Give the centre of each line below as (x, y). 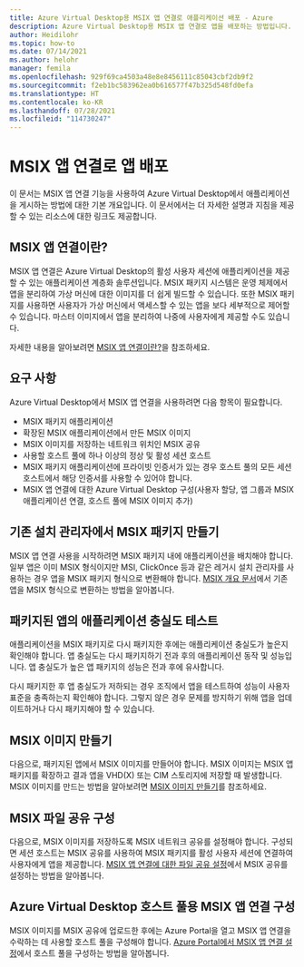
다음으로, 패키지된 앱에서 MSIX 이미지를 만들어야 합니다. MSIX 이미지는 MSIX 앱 (152, 764)
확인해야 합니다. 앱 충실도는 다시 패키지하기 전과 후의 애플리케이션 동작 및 (139, 656)
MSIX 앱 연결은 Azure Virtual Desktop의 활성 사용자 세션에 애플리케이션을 (142, 271)
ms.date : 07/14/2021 (49, 52)
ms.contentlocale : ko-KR (56, 102)
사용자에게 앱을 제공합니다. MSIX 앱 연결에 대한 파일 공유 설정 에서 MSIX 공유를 (149, 864)
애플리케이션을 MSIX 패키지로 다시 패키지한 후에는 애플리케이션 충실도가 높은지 (149, 644)
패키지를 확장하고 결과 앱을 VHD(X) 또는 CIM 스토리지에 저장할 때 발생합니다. (146, 776)
